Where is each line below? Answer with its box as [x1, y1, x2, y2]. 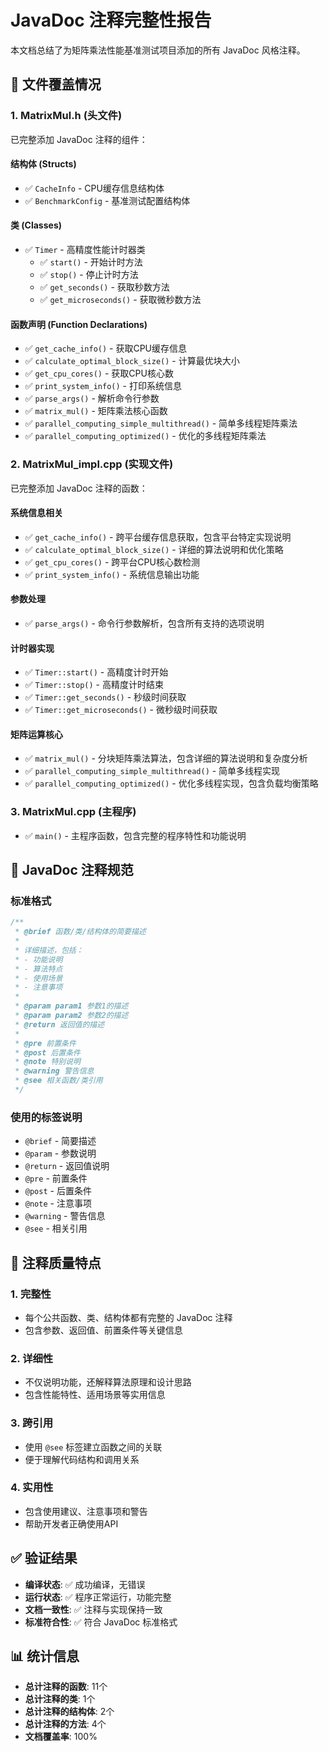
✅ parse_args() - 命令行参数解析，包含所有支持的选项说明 [24, 617, 265, 629]
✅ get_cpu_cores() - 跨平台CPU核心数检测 [24, 556, 200, 568]
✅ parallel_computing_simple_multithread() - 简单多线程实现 [24, 765, 281, 777]
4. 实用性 [10, 1481, 54, 1495]
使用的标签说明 [10, 1110, 83, 1124]
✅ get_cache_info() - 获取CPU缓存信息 [24, 342, 188, 355]
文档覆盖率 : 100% [24, 1731, 98, 1743]
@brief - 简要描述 [24, 1135, 97, 1147]
